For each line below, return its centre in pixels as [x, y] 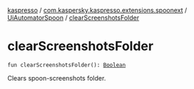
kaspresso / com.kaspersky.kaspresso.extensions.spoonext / [97, 10]
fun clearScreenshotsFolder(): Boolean [67, 65]
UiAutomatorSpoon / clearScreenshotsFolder [73, 18]
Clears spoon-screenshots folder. [57, 78]
